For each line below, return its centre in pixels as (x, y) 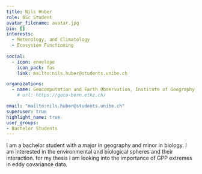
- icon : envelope (33, 62)
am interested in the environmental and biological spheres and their (90, 152)
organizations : (25, 84)
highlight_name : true (33, 117)
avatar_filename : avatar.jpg (43, 23)
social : (16, 56)
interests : (20, 34)
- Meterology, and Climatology (51, 40)
